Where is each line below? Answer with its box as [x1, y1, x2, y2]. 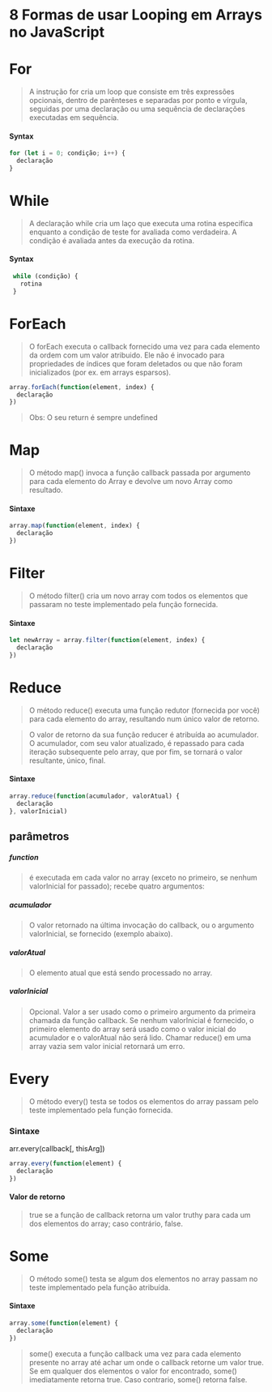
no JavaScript [9, 23, 104, 41]
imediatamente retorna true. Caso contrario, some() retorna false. [28, 1374, 248, 1384]
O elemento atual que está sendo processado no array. [28, 967, 213, 978]
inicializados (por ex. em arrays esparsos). [28, 367, 172, 377]
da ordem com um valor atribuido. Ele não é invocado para [28, 350, 225, 360]
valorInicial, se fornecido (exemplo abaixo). [28, 928, 173, 938]
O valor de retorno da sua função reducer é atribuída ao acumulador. [28, 730, 259, 739]
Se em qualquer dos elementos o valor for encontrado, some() [28, 1366, 237, 1376]
